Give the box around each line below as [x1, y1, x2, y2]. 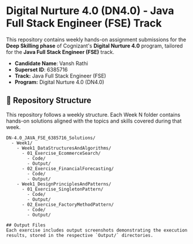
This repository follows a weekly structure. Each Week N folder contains [6, 111, 181, 118]
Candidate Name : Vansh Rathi [14, 60, 88, 67]
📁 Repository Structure [6, 96, 92, 106]
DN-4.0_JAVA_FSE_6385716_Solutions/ [6, 135, 96, 141]
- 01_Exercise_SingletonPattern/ [21, 186, 104, 192]
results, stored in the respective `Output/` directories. [6, 232, 154, 238]
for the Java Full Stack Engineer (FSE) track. [6, 48, 114, 55]
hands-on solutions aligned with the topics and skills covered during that [6, 117, 182, 124]
